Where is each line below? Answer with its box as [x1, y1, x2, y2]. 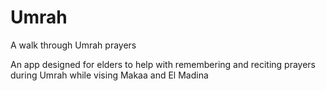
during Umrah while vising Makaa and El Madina [10, 69, 209, 81]
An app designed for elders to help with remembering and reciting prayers [10, 58, 317, 70]
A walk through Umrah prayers [10, 39, 137, 51]
